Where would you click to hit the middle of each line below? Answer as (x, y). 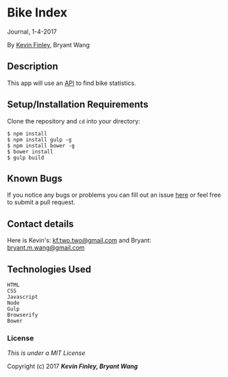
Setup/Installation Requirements (78, 105)
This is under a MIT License (46, 353)
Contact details (40, 224)
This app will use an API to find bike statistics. (72, 83)
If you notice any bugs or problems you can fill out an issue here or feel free (114, 195)
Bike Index (37, 13)
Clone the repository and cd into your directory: (74, 121)
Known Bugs (35, 179)
